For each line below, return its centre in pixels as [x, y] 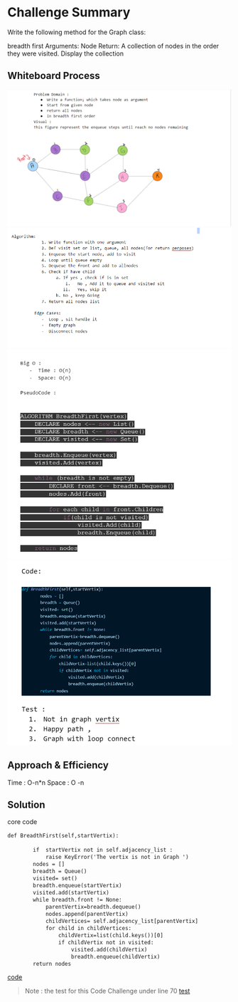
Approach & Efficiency [58, 765]
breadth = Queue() [60, 872]
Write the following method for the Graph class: [77, 32]
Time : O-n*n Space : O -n [46, 782]
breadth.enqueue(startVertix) [77, 886]
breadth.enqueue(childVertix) [115, 957]
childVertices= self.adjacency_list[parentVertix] [122, 922]
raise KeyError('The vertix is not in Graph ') [117, 857]
